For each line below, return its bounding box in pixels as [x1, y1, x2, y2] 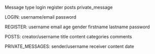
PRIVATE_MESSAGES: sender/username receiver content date [5, 43, 135, 49]
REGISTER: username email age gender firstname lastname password [5, 24, 150, 30]
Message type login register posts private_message [5, 5, 113, 10]
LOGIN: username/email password [5, 14, 76, 20]
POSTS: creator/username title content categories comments [5, 34, 132, 39]
